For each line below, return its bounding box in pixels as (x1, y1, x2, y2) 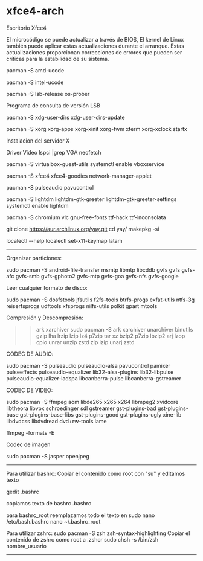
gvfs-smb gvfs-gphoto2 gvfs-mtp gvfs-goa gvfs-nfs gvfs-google (15, 272, 179, 280)
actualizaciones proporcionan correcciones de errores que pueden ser (6, 48, 182, 56)
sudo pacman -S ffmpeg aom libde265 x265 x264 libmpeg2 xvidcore (6, 398, 179, 405)
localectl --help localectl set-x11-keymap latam (6, 237, 123, 244)
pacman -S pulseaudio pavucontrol (6, 184, 94, 191)
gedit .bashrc (6, 488, 39, 495)
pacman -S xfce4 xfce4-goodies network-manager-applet (6, 172, 152, 179)
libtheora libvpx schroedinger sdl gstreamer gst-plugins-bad (6, 405, 156, 412)
